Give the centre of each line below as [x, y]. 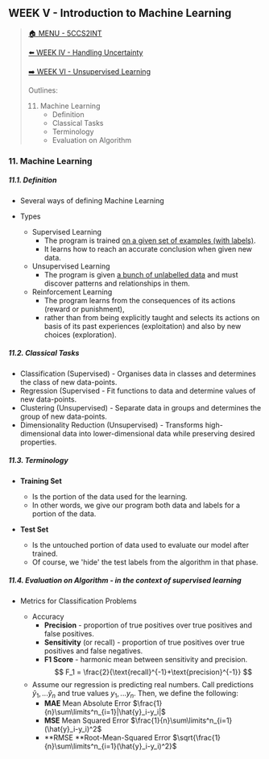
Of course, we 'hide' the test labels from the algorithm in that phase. [145, 562]
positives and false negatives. [93, 651]
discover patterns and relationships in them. [117, 283]
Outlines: [43, 90]
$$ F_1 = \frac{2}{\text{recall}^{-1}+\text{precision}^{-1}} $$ [153, 672]
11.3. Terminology [38, 461]
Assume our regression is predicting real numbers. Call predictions [143, 684]
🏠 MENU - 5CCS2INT [65, 33]
